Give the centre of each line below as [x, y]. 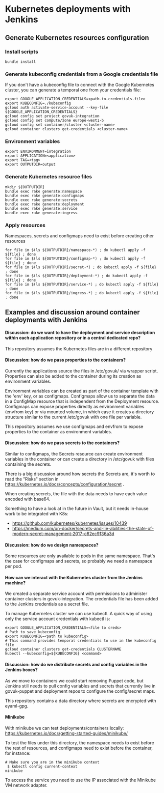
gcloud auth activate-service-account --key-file [57, 108]
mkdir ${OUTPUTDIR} [25, 187]
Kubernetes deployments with [68, 9]
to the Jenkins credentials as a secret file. [47, 604]
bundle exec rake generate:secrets [41, 200]
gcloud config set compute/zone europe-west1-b [55, 121]
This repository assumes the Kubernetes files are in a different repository [79, 349]
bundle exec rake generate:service [41, 208]
